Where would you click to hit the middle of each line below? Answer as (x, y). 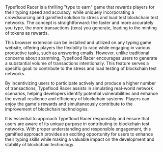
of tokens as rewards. (27, 33)
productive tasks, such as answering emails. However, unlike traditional (77, 53)
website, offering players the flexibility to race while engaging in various (78, 48)
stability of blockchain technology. (40, 144)
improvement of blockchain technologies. (47, 109)
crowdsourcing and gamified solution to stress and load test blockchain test (82, 17)
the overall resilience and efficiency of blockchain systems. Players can (77, 99)
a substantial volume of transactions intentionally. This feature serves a (77, 63)
